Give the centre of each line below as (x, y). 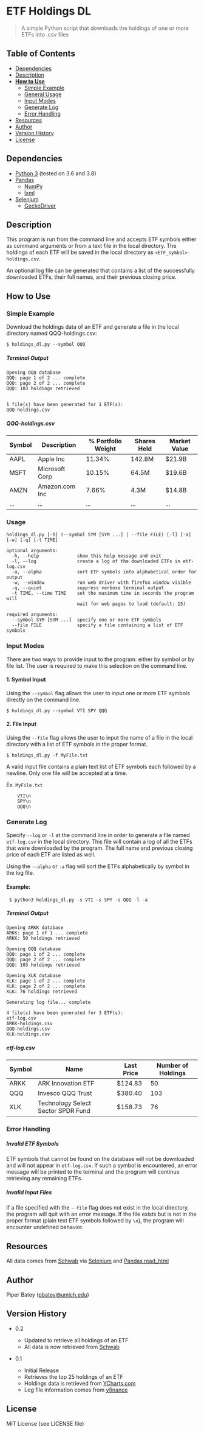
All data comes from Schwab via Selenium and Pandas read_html (87, 1261)
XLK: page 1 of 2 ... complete (46, 981)
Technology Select (64, 1103)
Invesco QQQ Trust (65, 1093)
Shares (145, 441)
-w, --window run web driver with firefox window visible (101, 583)
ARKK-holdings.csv (29, 1024)
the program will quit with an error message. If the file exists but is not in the (101, 1214)
